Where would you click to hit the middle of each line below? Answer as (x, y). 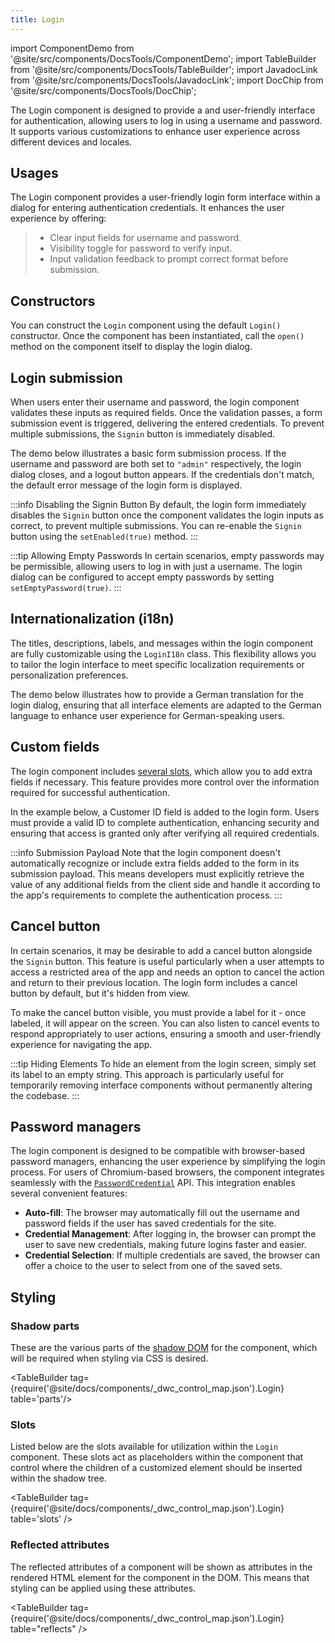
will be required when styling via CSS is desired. (109, 1358)
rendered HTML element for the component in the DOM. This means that (160, 1577)
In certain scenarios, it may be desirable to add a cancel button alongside (161, 950)
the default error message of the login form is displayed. (126, 485)
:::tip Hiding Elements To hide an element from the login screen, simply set (163, 1063)
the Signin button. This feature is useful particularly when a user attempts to (167, 961)
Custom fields (55, 747)
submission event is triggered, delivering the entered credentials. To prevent (167, 423)
